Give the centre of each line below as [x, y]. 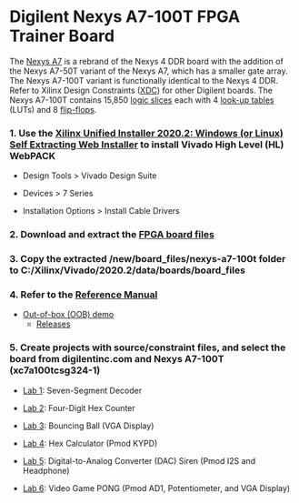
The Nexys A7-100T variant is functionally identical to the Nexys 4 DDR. [144, 80]
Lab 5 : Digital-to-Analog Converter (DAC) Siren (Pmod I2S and [139, 460]
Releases [53, 324]
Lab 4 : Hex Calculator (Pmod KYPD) [90, 443]
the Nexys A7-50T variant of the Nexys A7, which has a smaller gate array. [149, 71]
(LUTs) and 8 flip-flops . [53, 109]
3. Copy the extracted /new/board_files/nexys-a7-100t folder [148, 259]
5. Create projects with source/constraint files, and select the [148, 347]
